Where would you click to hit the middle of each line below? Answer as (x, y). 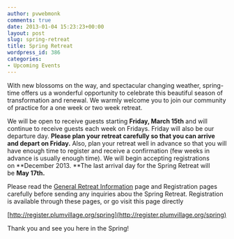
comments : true (29, 20)
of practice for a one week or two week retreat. (75, 107)
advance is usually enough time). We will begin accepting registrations (109, 158)
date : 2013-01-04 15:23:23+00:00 (56, 26)
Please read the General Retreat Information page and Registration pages (112, 186)
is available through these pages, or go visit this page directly (95, 201)
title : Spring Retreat (40, 46)
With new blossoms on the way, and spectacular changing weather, (104, 85)
